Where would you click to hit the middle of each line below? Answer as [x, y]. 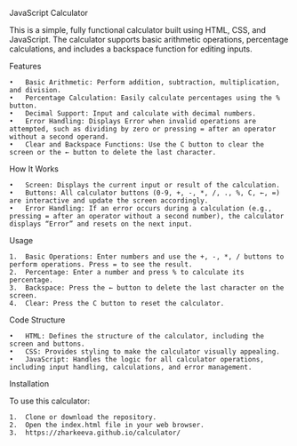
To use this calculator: [50, 401]
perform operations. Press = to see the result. [101, 265]
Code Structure [37, 320]
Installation [29, 384]
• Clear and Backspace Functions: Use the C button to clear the [137, 145]
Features [25, 66]
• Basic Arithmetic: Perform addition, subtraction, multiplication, [144, 83]
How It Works [34, 169]
